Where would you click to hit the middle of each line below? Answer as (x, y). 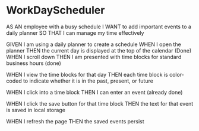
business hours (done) (34, 63)
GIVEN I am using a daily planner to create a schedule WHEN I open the (94, 44)
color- (176, 74)
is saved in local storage (36, 110)
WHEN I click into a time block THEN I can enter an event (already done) (94, 92)
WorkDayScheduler (56, 10)
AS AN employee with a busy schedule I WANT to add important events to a (99, 27)
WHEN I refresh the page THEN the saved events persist (75, 121)
